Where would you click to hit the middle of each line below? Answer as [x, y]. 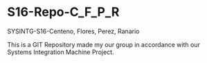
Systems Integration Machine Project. [61, 52]
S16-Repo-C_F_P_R [63, 12]
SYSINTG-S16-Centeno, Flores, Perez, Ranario [73, 31]
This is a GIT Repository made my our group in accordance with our [104, 44]
